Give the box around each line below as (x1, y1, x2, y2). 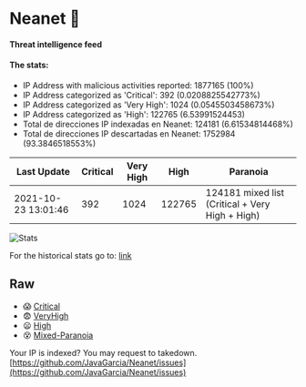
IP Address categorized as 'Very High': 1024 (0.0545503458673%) (22, 99, 275, 110)
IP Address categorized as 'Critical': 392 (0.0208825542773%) (22, 89, 261, 100)
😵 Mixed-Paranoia (22, 330, 94, 341)
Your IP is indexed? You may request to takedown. (9, 347, 198, 358)
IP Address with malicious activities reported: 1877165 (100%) (22, 79, 254, 90)
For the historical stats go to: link (9, 250, 132, 260)
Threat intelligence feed (9, 38, 103, 49)
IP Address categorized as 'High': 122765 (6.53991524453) (22, 108, 246, 119)
